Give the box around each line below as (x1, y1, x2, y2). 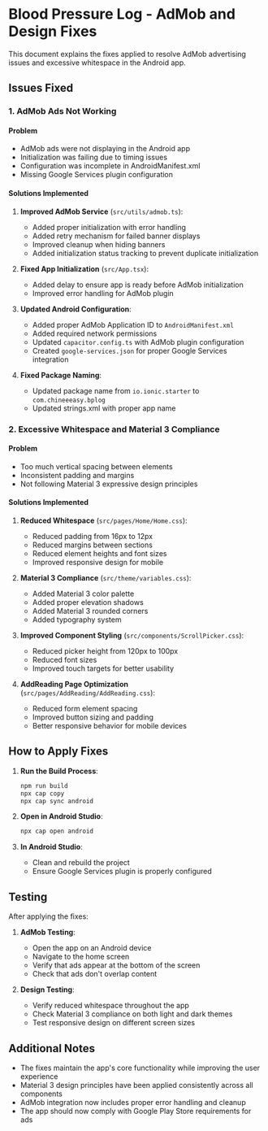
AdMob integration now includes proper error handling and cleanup (19, 1097, 246, 1107)
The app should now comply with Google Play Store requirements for (19, 1106, 252, 1116)
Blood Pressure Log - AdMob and (8, 5, 236, 24)
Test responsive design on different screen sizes (32, 1018, 196, 1028)
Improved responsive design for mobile (32, 557, 164, 567)
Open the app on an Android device (32, 943, 152, 953)
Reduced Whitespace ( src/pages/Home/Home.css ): (19, 515, 188, 525)
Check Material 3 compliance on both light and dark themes (32, 1009, 233, 1019)
